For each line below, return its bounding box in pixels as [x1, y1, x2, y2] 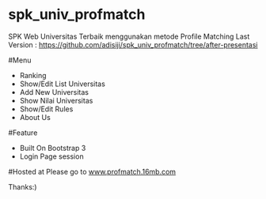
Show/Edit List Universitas [19, 79, 105, 88]
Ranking [19, 70, 47, 80]
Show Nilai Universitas [19, 96, 93, 105]
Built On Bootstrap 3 [19, 143, 86, 152]
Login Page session [19, 152, 85, 161]
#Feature [8, 128, 38, 137]
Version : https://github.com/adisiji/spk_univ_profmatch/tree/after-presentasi [8, 39, 258, 49]
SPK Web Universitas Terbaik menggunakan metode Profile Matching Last [8, 32, 250, 41]
